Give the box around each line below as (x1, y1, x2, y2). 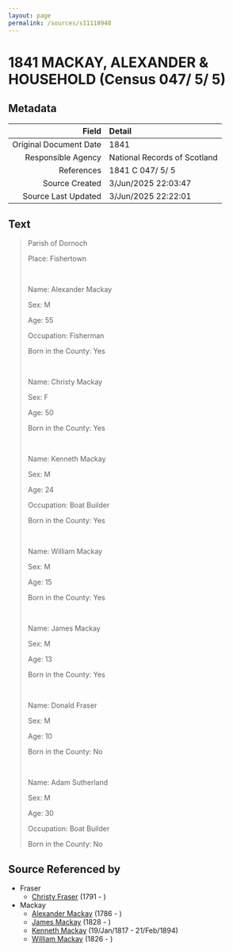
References (58, 165, 101, 176)
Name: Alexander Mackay (27, 285, 113, 294)
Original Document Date (12, 138, 101, 149)
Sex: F (27, 393, 49, 402)
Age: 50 (27, 408, 54, 417)
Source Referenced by (8, 862, 121, 875)
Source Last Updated (22, 190, 101, 201)
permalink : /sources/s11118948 (8, 19, 112, 27)
